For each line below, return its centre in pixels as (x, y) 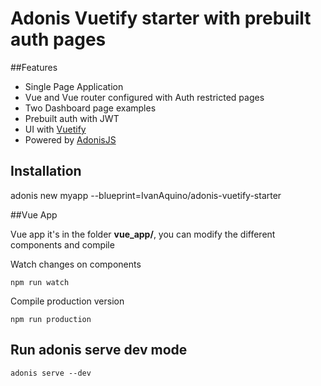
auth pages (58, 39)
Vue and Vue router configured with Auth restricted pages (144, 97)
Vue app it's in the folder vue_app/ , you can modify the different (143, 234)
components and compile (62, 244)
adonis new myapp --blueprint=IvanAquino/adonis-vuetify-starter (146, 195)
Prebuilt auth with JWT (72, 118)
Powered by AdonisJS (70, 139)
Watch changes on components (76, 264)
